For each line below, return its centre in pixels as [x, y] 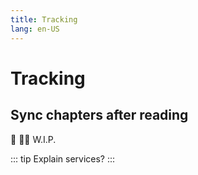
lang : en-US [35, 29]
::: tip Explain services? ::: [63, 158]
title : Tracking [44, 19]
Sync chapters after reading [99, 115]
